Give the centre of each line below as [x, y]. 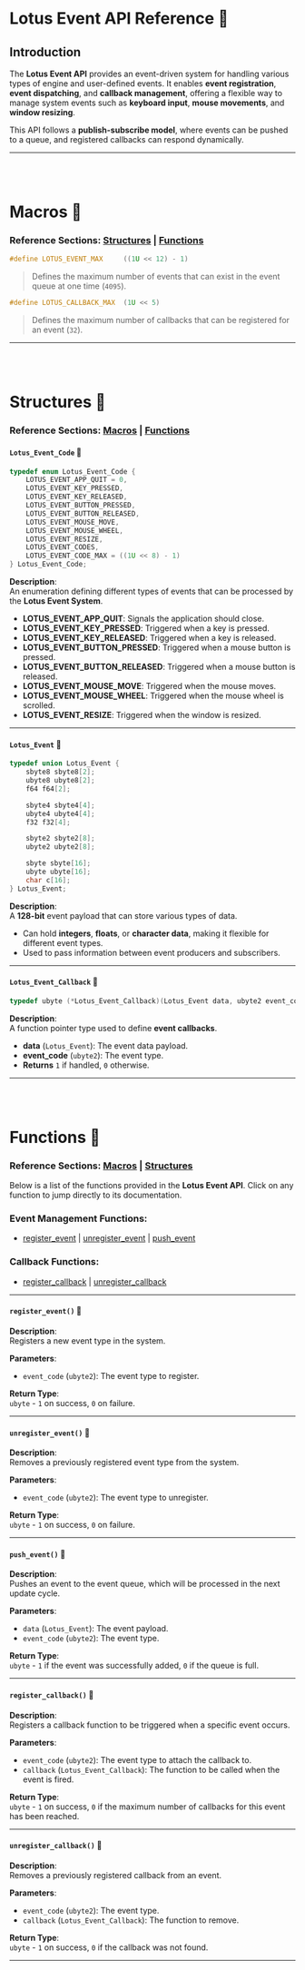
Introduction [45, 52]
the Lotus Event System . [56, 601]
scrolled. [39, 705]
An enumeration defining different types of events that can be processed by [151, 591]
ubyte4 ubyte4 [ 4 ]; [60, 813]
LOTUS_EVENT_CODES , [63, 547]
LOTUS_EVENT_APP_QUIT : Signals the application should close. [143, 619]
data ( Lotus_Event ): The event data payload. [105, 1045]
